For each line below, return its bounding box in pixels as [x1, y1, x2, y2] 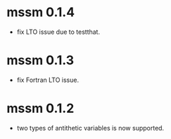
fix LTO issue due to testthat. [16, 28, 100, 36]
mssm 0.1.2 [6, 100, 75, 116]
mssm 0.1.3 [6, 52, 75, 68]
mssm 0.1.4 [6, 4, 75, 20]
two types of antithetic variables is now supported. [16, 123, 165, 132]
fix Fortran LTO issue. [16, 75, 79, 84]
